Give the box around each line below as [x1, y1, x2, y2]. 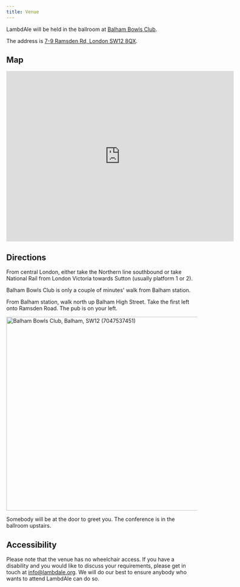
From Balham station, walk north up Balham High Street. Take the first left [6, 298, 190, 306]
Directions [6, 252, 47, 262]
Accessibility [6, 540, 57, 550]
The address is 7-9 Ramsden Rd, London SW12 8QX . [6, 37, 138, 44]
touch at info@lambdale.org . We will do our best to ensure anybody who [6, 569, 187, 576]
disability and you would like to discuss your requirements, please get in [6, 562, 186, 569]
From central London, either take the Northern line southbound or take [6, 268, 182, 276]
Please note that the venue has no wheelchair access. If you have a [6, 555, 175, 563]
